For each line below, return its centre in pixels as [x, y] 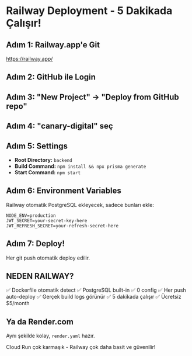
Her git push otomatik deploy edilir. [48, 258]
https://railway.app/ [29, 59]
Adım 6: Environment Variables [64, 191]
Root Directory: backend [43, 160]
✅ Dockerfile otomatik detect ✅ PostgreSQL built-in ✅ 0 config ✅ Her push [96, 290]
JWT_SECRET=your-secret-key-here [47, 220]
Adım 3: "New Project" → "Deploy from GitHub [92, 97]
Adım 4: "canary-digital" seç [60, 126]
